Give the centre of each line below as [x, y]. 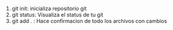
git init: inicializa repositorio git [49, 9]
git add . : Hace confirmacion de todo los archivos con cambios [89, 21]
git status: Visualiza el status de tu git [57, 15]
